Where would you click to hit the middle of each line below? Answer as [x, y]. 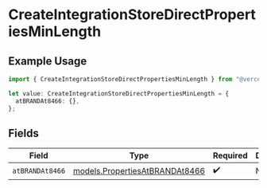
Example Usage [48, 61]
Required [230, 155]
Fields [24, 133]
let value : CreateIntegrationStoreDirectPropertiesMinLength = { [118, 93]
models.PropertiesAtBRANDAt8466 [139, 170]
